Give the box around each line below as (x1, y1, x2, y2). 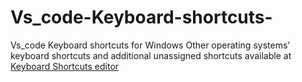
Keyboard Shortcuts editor (10, 60, 120, 72)
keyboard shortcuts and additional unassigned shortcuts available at (10, 49, 292, 61)
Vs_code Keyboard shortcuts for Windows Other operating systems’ (10, 39, 290, 51)
